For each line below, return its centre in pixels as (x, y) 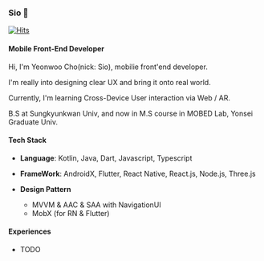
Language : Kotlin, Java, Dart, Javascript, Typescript (106, 158)
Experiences (30, 231)
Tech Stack (27, 141)
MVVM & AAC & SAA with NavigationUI (97, 205)
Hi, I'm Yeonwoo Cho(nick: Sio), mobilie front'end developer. (108, 67)
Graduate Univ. (33, 122)
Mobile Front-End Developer (57, 48)
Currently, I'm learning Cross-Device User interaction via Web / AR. (120, 98)
